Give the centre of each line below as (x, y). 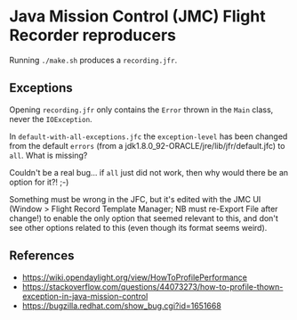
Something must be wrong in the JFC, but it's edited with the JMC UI (135, 199)
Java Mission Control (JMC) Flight (137, 16)
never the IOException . (51, 119)
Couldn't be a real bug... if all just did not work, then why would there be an (149, 172)
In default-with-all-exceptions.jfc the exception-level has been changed (148, 136)
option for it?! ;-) (39, 182)
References (42, 256)
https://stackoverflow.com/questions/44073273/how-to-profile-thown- (153, 286)
